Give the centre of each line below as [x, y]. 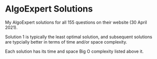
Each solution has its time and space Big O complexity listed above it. [74, 51]
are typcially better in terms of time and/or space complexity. [66, 42]
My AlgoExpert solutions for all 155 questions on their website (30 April [76, 22]
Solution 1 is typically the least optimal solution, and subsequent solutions [78, 37]
